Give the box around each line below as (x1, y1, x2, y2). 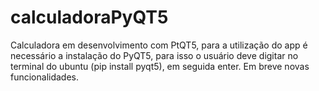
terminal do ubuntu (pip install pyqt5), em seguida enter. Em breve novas (10, 60, 310, 72)
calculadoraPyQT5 (10, 6, 169, 29)
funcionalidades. (10, 71, 80, 83)
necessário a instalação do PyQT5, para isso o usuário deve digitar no (10, 49, 299, 61)
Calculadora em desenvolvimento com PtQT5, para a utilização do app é (10, 39, 308, 51)
